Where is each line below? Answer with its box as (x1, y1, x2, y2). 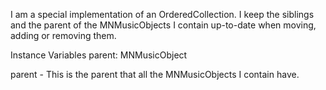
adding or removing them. (10, 30, 117, 41)
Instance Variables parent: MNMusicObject (10, 49, 188, 61)
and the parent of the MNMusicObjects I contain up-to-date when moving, (10, 19, 317, 31)
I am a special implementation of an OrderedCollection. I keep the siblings (10, 9, 315, 20)
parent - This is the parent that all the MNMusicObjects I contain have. (10, 69, 300, 80)
